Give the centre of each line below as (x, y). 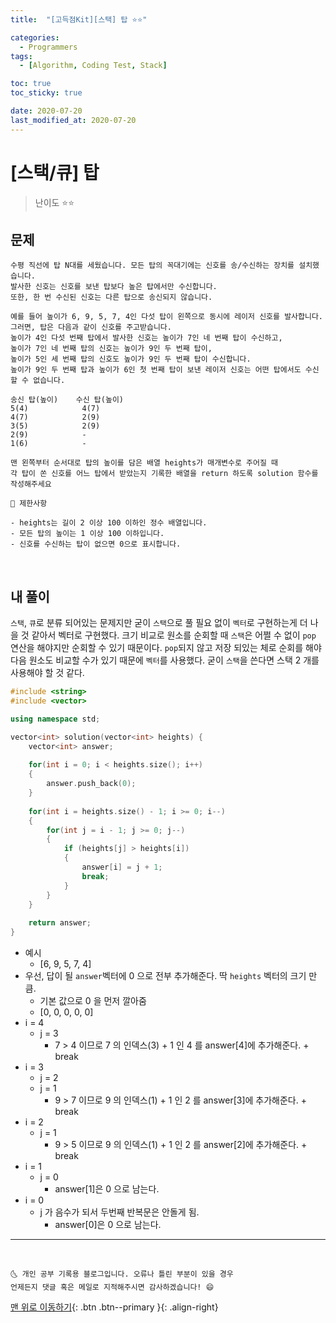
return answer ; (60, 923)
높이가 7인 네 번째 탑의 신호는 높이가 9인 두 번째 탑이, (111, 349)
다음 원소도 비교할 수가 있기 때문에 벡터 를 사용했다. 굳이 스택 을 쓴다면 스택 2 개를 (165, 660)
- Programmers (48, 47)
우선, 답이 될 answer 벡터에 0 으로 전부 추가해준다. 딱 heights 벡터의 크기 (165, 976)
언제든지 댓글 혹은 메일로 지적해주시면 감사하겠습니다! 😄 (112, 1287)
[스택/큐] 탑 (55, 172)
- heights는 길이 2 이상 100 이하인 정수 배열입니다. (109, 523)
